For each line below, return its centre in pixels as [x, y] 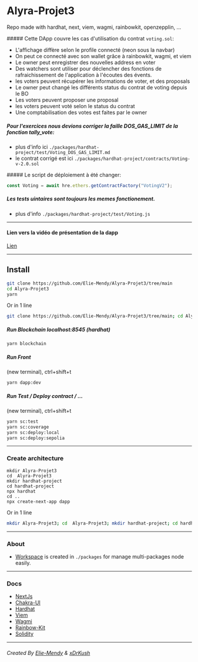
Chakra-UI [28, 603]
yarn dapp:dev [24, 383]
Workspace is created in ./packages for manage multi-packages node [100, 556]
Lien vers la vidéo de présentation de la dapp [62, 233]
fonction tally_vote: [31, 132]
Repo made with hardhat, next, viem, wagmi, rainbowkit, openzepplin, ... [94, 27]
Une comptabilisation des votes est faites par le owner [81, 112]
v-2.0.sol [27, 164]
